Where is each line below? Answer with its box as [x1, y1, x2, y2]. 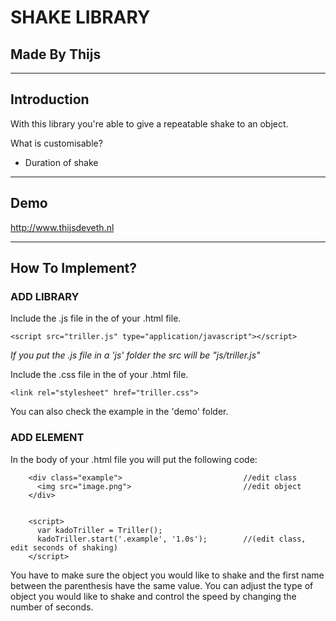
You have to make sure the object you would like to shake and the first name [10, 569, 325, 581]
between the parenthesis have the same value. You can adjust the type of [10, 579, 314, 591]
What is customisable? [10, 137, 103, 149]
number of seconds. [10, 601, 94, 613]
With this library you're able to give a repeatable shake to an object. [10, 117, 289, 130]
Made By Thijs [10, 46, 102, 63]
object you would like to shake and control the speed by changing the [10, 590, 297, 602]
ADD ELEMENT [10, 431, 85, 445]
